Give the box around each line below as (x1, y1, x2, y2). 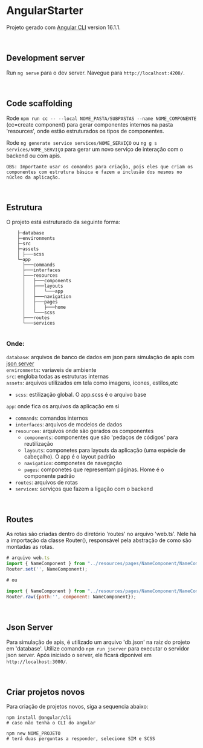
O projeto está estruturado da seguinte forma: (6, 219, 121, 226)
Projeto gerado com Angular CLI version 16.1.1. (6, 24, 121, 31)
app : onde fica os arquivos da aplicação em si (6, 402, 120, 409)
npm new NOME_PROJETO (6, 730, 61, 736)
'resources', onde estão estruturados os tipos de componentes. (6, 127, 164, 134)
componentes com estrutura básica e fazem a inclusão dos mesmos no (6, 169, 182, 175)
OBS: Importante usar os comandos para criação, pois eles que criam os (6, 164, 193, 170)
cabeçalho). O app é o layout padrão (24, 452, 115, 460)
